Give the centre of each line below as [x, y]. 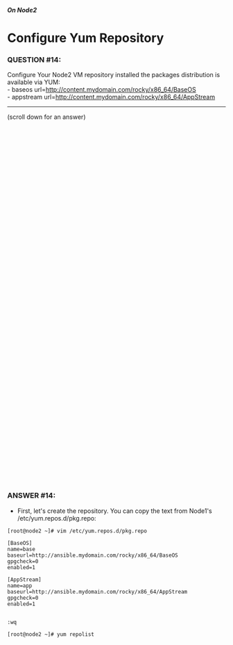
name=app [20, 586]
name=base [21, 549]
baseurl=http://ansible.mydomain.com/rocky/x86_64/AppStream [97, 591]
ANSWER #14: [32, 496]
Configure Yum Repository [86, 38]
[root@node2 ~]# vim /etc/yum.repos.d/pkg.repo [77, 531]
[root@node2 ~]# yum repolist [51, 634]
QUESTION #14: [34, 60]
